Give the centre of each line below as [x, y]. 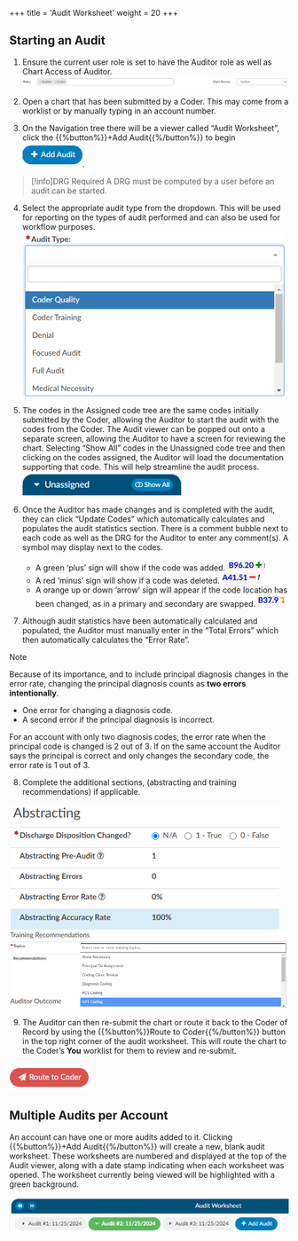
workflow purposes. [59, 226]
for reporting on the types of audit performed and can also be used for [151, 217]
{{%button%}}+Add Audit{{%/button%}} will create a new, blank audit [137, 1146]
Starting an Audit [58, 40]
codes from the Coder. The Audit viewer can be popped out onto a [144, 428]
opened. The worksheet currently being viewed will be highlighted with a [142, 1174]
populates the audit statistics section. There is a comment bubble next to [155, 528]
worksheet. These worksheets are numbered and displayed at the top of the [148, 1156]
